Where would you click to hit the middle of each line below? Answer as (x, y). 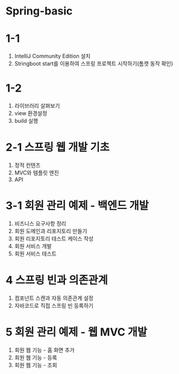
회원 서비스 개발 (33, 246)
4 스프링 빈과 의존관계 (57, 280)
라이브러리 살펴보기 (37, 106)
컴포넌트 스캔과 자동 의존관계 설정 (54, 298)
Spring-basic (39, 11)
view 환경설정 (31, 113)
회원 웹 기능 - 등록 (36, 357)
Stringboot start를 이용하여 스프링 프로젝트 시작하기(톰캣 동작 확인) (94, 64)
